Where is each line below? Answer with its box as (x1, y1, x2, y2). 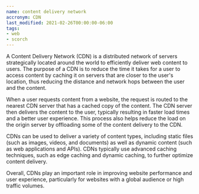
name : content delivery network (6, 8, 86, 15)
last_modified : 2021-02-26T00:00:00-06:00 (6, 20, 113, 26)
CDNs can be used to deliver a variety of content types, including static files (6, 133, 194, 140)
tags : (6, 25, 20, 32)
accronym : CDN (6, 14, 42, 20)
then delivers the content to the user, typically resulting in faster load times (6, 108, 190, 115)
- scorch (6, 36, 28, 42)
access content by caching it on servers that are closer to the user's (6, 72, 174, 79)
